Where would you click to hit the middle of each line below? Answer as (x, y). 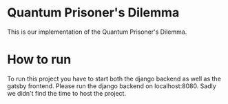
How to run (39, 60)
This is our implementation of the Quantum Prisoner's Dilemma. (97, 32)
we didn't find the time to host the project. (66, 93)
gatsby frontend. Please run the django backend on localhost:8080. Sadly (112, 86)
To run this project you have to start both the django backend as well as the (114, 79)
